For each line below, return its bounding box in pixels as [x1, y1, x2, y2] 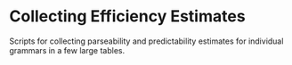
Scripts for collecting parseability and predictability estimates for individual [9, 36, 284, 46]
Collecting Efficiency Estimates [9, 6, 247, 27]
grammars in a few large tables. [9, 45, 126, 55]
